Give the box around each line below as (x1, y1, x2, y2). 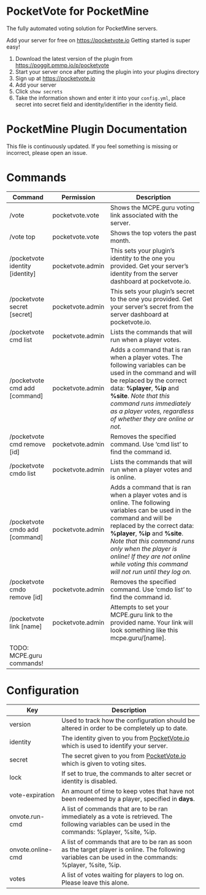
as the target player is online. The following (61, 845, 185, 854)
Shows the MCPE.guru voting (110, 203, 195, 211)
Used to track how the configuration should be (61, 716, 196, 725)
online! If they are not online (110, 552, 191, 561)
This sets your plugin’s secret (110, 287, 195, 296)
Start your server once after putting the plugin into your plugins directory (15, 68, 199, 75)
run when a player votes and (110, 465, 192, 474)
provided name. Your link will (110, 618, 193, 626)
